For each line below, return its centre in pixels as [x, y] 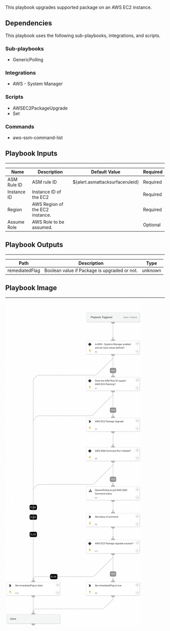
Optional [152, 225]
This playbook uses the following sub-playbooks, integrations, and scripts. [83, 36]
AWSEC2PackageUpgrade [40, 108]
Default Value [105, 172]
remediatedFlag [24, 270]
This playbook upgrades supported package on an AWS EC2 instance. [79, 7]
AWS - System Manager [38, 84]
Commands [20, 126]
